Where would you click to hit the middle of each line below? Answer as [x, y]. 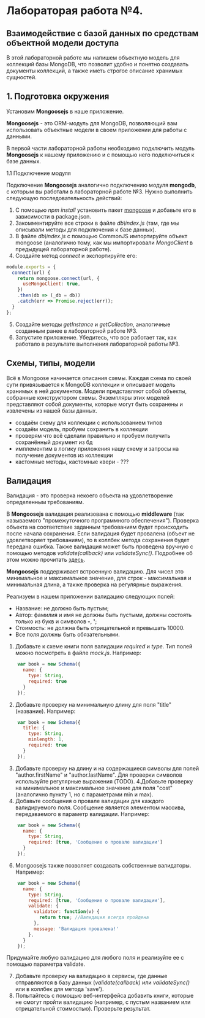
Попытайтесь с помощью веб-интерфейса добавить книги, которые [104, 996]
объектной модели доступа [63, 43]
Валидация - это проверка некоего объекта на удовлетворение [90, 495]
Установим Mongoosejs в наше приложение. [65, 111]
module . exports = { [31, 267]
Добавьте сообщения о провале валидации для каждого [89, 801]
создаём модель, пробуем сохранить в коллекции [81, 429]
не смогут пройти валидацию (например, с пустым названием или [103, 1002]
